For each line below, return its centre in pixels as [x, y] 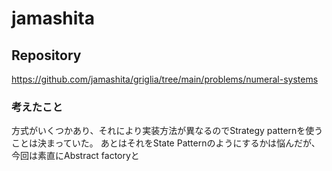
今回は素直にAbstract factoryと [75, 156]
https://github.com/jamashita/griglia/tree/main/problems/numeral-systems [165, 79]
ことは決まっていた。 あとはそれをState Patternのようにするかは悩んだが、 [166, 143]
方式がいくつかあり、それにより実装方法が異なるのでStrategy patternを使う [167, 131]
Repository [46, 55]
